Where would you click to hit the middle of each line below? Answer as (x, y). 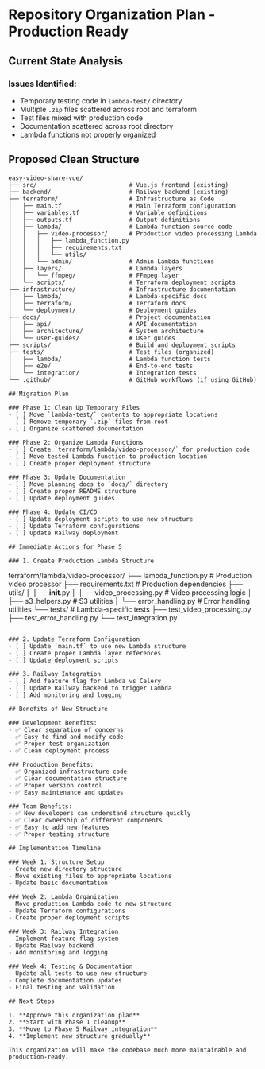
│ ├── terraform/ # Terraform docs (97, 303)
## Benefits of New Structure (58, 709)
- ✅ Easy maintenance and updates (66, 792)
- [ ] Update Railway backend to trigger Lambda (90, 688)
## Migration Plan (38, 394)
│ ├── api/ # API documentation (102, 324)
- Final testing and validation (61, 987)
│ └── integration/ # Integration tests (102, 373)
